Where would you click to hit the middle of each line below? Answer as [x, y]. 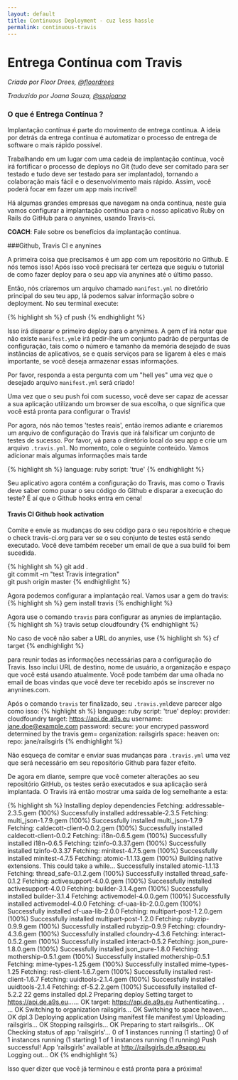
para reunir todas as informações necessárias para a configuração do [109, 660]
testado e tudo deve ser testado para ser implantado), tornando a [103, 174]
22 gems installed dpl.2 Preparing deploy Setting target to [108, 994]
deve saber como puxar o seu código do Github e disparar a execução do [115, 490]
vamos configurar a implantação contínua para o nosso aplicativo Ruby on [116, 210]
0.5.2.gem [22, 941]
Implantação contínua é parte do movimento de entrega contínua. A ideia [114, 129]
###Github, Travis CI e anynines [54, 245]
